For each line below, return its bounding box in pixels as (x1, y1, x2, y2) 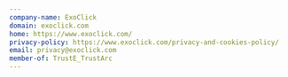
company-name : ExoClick (9, 12, 97, 22)
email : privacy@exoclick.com (9, 46, 117, 55)
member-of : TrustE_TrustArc (9, 54, 113, 63)
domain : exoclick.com (9, 21, 90, 30)
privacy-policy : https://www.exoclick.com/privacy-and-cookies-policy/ (9, 37, 279, 47)
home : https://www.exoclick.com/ (9, 29, 133, 38)
